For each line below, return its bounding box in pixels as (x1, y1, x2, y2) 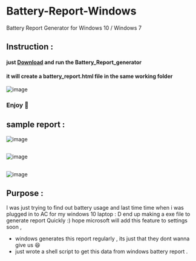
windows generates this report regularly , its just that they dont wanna (15, 235, 190, 242)
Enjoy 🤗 (6, 101, 29, 109)
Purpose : (6, 188, 44, 199)
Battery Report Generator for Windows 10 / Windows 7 (6, 24, 142, 31)
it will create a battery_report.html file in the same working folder (6, 72, 173, 80)
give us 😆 (15, 242, 41, 249)
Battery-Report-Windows (6, 4, 137, 18)
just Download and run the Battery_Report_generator (6, 59, 142, 66)
